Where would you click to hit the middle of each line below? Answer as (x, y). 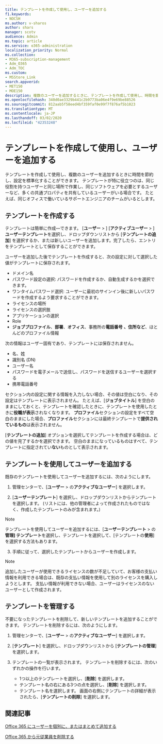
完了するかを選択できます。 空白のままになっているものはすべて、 (83, 441)
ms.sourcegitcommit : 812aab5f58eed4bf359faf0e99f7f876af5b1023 (70, 104)
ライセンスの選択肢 (31, 310)
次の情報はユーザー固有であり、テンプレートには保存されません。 (71, 344)
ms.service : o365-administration (39, 46)
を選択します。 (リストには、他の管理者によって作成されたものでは (79, 503)
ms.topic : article (24, 41)
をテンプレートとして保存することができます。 (51, 246)
